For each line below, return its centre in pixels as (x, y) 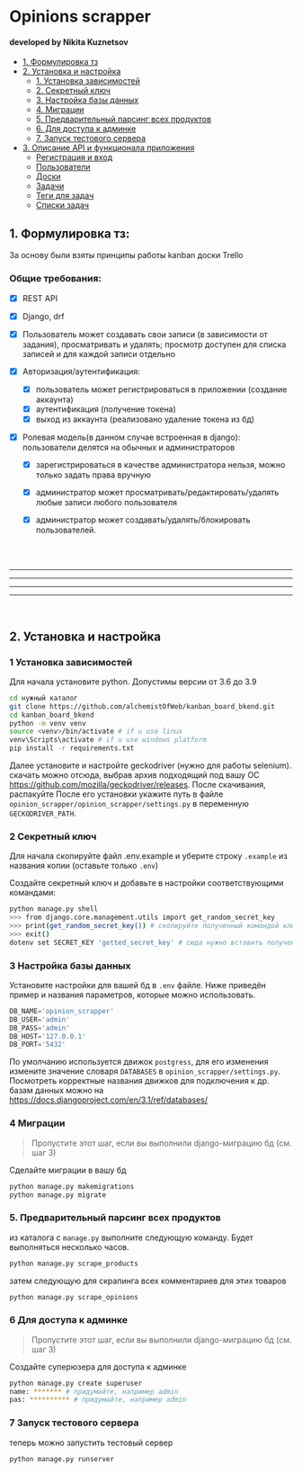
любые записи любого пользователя (107, 503)
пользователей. (66, 530)
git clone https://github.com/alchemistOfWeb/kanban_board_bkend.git (142, 706)
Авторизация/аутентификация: (81, 371)
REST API (40, 298)
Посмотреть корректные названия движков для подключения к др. (139, 1081)
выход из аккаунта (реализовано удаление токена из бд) (145, 419)
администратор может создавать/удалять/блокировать (143, 520)
